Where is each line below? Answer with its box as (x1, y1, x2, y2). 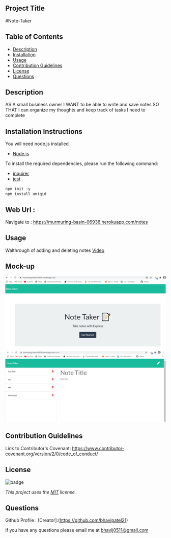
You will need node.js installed (5, 141, 69, 147)
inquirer (12, 171, 30, 177)
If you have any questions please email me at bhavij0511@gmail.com (5, 527, 149, 533)
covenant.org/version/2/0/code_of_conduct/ (5, 451, 98, 457)
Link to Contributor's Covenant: (5, 445, 71, 451)
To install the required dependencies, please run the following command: (5, 160, 159, 167)
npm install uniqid (5, 192, 47, 197)
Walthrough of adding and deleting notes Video (5, 247, 105, 253)
